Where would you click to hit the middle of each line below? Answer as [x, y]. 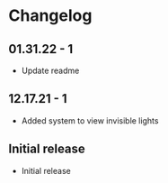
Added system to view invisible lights [90, 120]
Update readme [50, 70]
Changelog [50, 16]
